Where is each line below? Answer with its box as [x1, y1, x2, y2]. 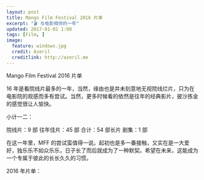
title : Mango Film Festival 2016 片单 [6, 15, 103, 21]
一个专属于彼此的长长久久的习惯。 [6, 154, 92, 162]
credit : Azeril [12, 49, 51, 55]
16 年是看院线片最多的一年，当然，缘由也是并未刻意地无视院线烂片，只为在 [6, 85, 195, 92]
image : [6, 37, 23, 43]
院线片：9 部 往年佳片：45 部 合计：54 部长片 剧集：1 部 [6, 126, 148, 133]
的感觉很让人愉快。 [6, 100, 55, 107]
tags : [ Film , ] [6, 32, 45, 38]
